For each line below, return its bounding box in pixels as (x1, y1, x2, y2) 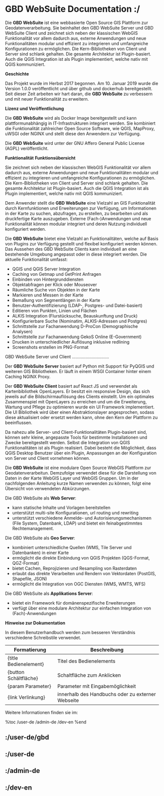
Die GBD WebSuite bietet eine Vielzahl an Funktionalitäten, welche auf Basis (5, 236, 159, 241)
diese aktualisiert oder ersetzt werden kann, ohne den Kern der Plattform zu (5, 414, 158, 420)
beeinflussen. (5, 420, 33, 425)
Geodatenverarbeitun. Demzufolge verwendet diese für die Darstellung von (5, 470, 157, 476)
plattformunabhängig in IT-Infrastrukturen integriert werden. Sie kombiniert (5, 120, 156, 126)
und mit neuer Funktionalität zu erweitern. (5, 96, 89, 102)
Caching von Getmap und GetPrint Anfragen (12, 271, 102, 277)
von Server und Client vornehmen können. (5, 455, 90, 461)
